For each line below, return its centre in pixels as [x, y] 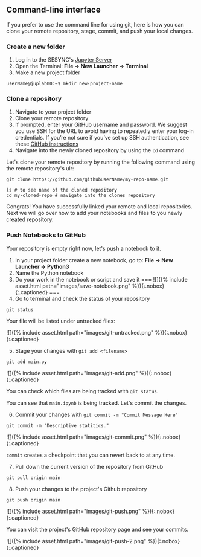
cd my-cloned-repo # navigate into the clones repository [81, 196]
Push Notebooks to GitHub [46, 235]
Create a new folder [36, 47]
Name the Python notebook [49, 273]
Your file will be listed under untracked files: [61, 321]
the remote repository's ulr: [40, 169]
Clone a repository [34, 99]
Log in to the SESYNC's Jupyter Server [64, 60]
